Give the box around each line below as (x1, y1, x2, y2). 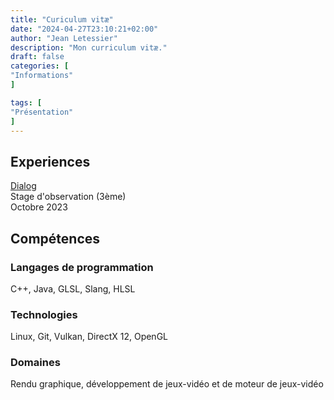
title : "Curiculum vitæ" (10, 14, 114, 25)
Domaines (10, 356, 61, 370)
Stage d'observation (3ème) (10, 191, 127, 203)
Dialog (10, 180, 37, 192)
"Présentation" (10, 107, 74, 117)
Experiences (10, 153, 91, 170)
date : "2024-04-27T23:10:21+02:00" (10, 24, 159, 34)
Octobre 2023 (10, 201, 68, 213)
